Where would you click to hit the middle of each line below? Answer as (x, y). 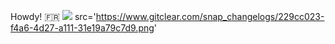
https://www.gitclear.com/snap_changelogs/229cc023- (210, 16)
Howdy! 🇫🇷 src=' (53, 16)
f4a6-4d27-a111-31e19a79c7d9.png (82, 28)
